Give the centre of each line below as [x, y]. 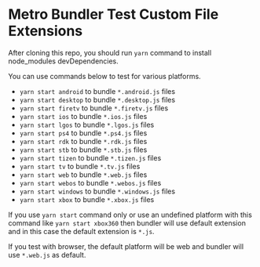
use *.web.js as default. [47, 254]
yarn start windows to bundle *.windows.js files [97, 191]
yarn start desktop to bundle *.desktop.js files [97, 99]
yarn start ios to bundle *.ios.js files [83, 116]
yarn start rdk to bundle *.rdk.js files [83, 141]
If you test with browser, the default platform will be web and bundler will [126, 246]
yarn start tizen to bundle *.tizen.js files [90, 157]
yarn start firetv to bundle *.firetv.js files [94, 108]
